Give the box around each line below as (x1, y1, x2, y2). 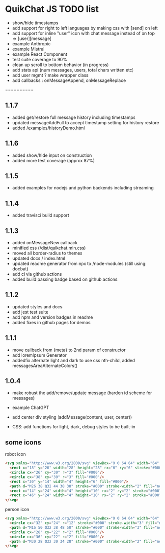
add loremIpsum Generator (12, 352, 67, 358)
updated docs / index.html (12, 256, 65, 261)
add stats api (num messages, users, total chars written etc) (12, 67, 134, 73)
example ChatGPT (12, 405, 49, 410)
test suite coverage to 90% (12, 56, 67, 62)
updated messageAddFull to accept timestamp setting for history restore (12, 119, 160, 125)
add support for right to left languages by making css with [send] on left (12, 25, 158, 31)
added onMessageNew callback (12, 240, 78, 245)
